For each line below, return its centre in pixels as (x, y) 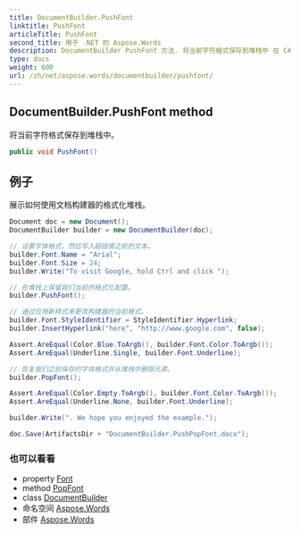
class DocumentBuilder (65, 498)
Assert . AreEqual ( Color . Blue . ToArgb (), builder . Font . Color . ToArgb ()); (142, 344)
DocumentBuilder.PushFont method (111, 112)
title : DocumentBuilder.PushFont (71, 17)
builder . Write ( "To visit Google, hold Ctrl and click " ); (119, 271)
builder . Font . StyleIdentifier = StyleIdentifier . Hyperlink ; (124, 320)
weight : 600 (31, 68)
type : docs (29, 59)
